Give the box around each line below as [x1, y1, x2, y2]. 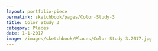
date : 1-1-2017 [6, 30, 44, 36]
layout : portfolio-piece [6, 8, 67, 15]
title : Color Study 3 [6, 19, 60, 25]
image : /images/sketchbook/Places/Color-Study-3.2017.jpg [6, 36, 152, 42]
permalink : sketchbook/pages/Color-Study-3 [6, 14, 115, 20]
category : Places [6, 25, 49, 31]
